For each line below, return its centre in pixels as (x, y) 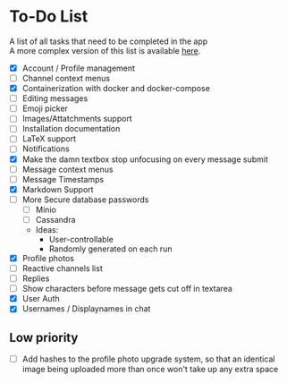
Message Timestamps (63, 179)
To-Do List (49, 17)
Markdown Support (58, 189)
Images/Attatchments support (77, 119)
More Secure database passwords (85, 200)
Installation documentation (71, 129)
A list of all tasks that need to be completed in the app (109, 41)
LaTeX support (49, 139)
